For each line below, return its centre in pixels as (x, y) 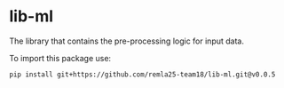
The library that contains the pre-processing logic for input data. (126, 41)
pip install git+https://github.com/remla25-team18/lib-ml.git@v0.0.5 (142, 74)
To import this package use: (60, 58)
